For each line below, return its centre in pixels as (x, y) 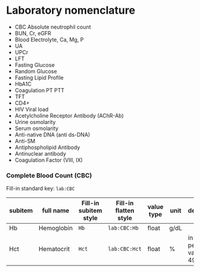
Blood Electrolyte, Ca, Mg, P (49, 39)
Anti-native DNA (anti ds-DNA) (52, 134)
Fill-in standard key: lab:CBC (40, 188)
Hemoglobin (56, 228)
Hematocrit (54, 249)
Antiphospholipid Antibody (47, 147)
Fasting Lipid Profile (39, 78)
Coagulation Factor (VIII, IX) (49, 160)
